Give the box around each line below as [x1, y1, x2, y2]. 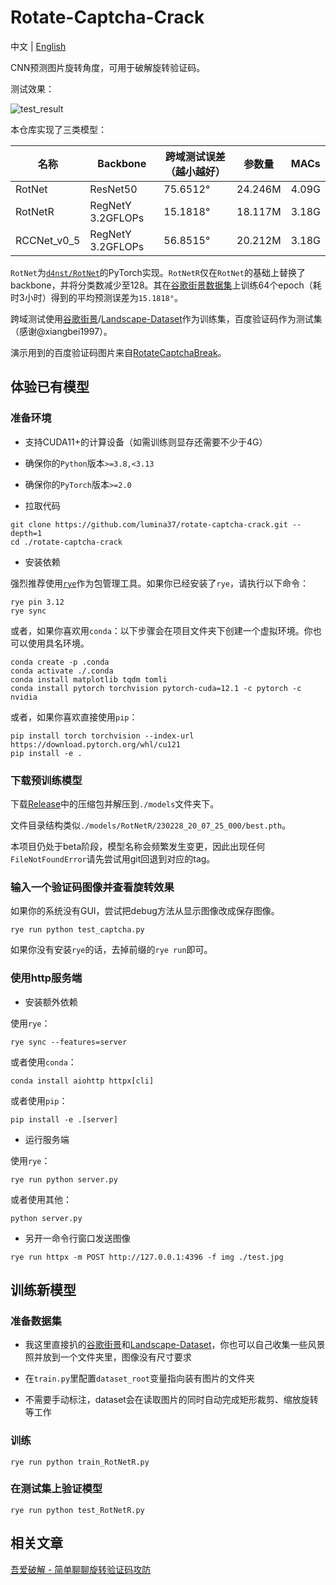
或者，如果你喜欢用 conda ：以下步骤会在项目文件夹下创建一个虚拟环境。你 [10, 624, 313, 636]
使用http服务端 [10, 971, 83, 985]
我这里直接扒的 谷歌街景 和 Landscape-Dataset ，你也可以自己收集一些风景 [24, 1339, 326, 1351]
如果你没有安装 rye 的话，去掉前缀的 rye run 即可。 [10, 944, 213, 956]
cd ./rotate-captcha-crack [10, 537, 123, 547]
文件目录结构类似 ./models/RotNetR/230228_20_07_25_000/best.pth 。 [10, 819, 292, 831]
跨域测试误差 [164, 149, 226, 163]
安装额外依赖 [24, 996, 78, 1008]
